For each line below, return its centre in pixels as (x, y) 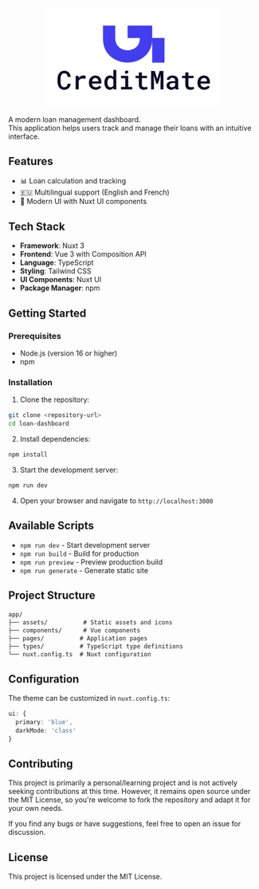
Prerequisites (35, 336)
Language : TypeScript (57, 263)
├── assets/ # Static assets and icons (90, 623)
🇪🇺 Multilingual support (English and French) (94, 192)
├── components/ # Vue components (75, 631)
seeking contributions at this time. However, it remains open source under (129, 792)
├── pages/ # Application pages (78, 639)
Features (31, 161)
